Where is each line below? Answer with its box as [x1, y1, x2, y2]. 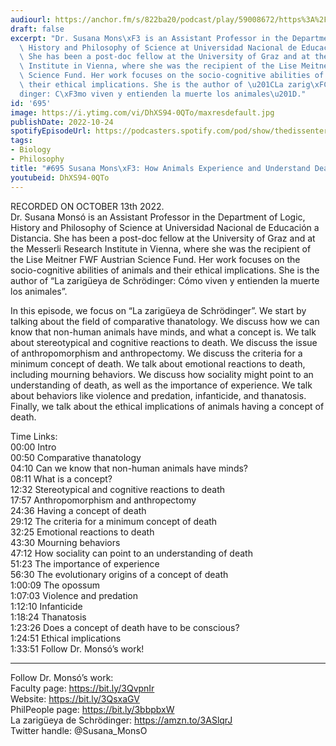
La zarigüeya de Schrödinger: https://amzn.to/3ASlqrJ [10, 714, 233, 726]
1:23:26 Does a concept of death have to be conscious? [10, 621, 240, 633]
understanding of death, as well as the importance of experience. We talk [10, 379, 313, 391]
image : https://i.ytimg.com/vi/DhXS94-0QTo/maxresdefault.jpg [10, 107, 275, 118]
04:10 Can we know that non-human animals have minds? [10, 462, 249, 474]
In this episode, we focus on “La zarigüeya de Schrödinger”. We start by [10, 304, 307, 316]
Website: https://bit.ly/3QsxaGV [10, 692, 140, 705]
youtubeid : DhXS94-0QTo [10, 172, 110, 183]
